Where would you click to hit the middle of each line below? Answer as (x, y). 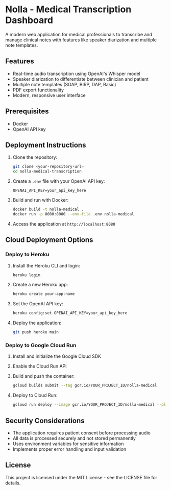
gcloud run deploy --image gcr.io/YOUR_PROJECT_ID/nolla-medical (83, 405)
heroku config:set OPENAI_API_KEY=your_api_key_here (70, 313)
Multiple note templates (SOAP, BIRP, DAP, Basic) (64, 84)
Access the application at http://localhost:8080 (64, 224)
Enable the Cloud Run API (40, 366)
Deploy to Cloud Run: (35, 395)
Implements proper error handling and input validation (69, 449)
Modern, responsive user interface (49, 95)
